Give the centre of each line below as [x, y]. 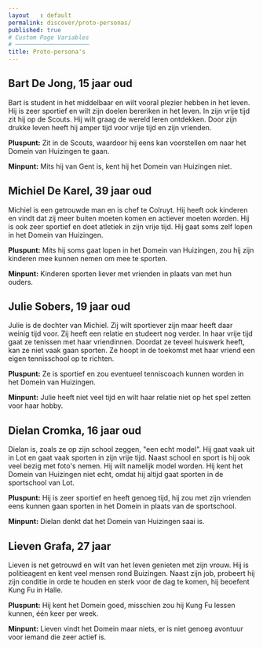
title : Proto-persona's [47, 52]
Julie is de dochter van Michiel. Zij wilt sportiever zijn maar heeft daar [121, 326]
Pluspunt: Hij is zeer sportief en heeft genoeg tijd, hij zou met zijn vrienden [130, 498]
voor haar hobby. [36, 406]
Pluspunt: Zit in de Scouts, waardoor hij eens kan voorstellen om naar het [127, 143]
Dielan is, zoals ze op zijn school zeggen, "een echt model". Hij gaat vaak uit [131, 450]
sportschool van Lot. [41, 482]
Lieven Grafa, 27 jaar [60, 546]
